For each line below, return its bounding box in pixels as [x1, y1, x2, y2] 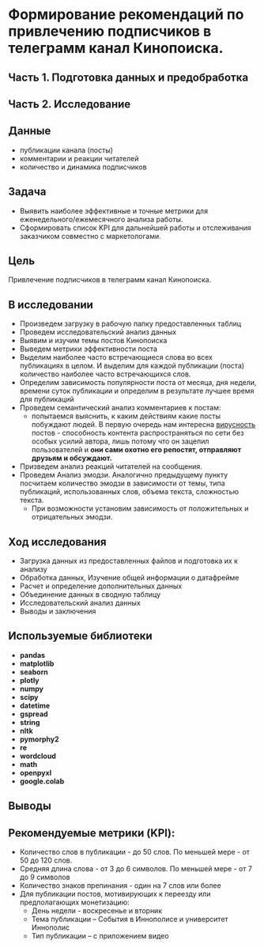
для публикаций [19, 395, 75, 404]
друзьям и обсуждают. [31, 453, 113, 463]
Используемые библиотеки [8, 629, 153, 643]
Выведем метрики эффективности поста [19, 344, 158, 353]
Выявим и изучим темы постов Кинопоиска [19, 336, 168, 346]
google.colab [19, 776, 65, 786]
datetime [19, 701, 51, 710]
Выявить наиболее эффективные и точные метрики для [19, 206, 208, 215]
